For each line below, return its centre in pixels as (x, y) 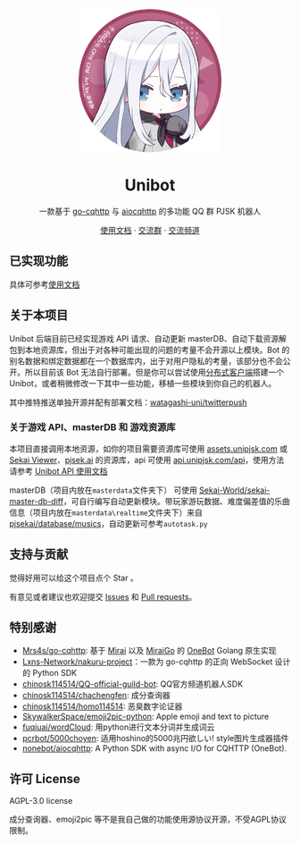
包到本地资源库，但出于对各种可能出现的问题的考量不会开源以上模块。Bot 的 (150, 350)
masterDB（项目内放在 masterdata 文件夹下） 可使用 (104, 490)
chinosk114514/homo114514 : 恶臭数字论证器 (102, 706)
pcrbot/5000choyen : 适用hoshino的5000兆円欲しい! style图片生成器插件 (155, 738)
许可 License (45, 778)
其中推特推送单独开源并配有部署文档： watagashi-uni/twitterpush (128, 402)
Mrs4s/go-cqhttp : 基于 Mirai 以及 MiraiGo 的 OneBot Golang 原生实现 (149, 651)
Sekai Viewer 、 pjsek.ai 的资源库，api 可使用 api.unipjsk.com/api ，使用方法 (147, 460)
